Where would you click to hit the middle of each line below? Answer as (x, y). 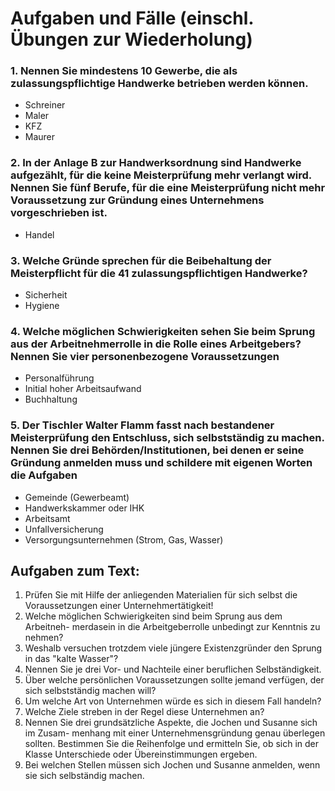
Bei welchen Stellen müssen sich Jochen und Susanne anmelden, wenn (172, 765)
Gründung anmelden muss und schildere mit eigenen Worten (161, 463)
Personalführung (59, 378)
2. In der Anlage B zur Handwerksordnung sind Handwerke (156, 163)
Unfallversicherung (64, 529)
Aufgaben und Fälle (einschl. (132, 18)
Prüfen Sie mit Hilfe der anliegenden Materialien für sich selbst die (161, 595)
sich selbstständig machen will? (90, 691)
